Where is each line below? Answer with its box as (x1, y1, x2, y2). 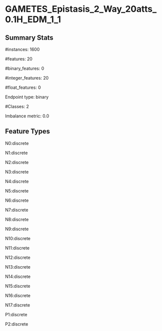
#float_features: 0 (5, 84, 41, 90)
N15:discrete (5, 283, 30, 289)
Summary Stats (5, 33, 54, 42)
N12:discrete (5, 254, 30, 260)
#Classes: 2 (5, 104, 29, 109)
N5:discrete (5, 188, 29, 193)
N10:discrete (5, 235, 31, 241)
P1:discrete (5, 311, 27, 317)
